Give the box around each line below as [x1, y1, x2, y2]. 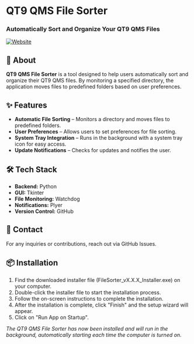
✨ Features [6, 100, 47, 110]
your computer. [14, 283, 51, 290]
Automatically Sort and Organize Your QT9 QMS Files [6, 25, 161, 33]
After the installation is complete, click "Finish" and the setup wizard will [14, 301, 189, 308]
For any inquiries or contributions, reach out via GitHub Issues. [6, 240, 157, 247]
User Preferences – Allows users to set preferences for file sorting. [14, 128, 177, 135]
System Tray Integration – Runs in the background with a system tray [14, 135, 183, 142]
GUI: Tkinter [14, 189, 44, 196]
